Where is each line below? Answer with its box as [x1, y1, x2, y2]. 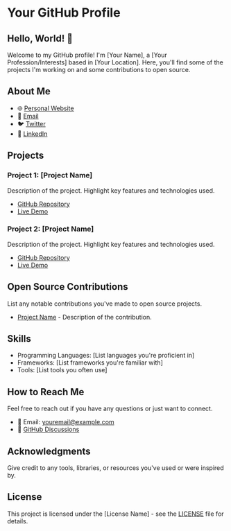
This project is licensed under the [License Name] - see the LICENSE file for [7, 510, 224, 518]
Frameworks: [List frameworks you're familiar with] [17, 358, 163, 367]
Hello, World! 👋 [7, 33, 74, 44]
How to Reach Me [7, 386, 85, 398]
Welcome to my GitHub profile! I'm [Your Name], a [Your [7, 51, 168, 59]
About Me [7, 85, 51, 98]
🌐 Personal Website [17, 104, 74, 112]
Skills [7, 333, 31, 345]
